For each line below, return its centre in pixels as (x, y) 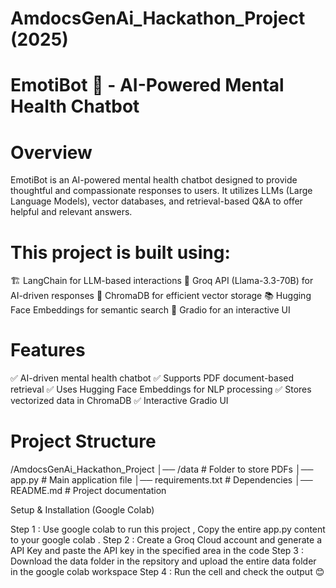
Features (48, 350)
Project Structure (83, 441)
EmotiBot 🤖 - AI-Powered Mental (147, 85)
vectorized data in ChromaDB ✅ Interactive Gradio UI (119, 401)
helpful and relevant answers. (71, 212)
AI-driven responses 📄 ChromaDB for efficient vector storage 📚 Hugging (161, 296)
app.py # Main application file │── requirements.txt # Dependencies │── (161, 480)
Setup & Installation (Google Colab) (82, 510)
